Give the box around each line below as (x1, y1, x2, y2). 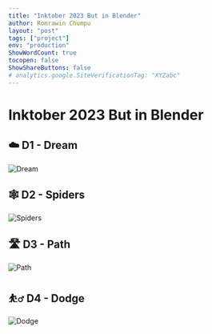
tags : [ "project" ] (8, 34, 70, 42)
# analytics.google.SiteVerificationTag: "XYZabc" (8, 71, 181, 79)
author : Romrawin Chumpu (8, 19, 91, 27)
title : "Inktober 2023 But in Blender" (8, 11, 142, 20)
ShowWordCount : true (8, 49, 78, 57)
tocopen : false (8, 57, 59, 65)
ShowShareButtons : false (8, 64, 91, 72)
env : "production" (8, 42, 70, 50)
